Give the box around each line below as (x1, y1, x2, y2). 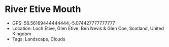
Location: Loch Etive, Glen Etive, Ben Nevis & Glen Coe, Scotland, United (12, 25, 164, 31)
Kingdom (12, 30, 31, 36)
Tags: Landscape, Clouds (12, 36, 65, 42)
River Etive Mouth (5, 3, 81, 15)
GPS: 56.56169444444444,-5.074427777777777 (12, 20, 115, 26)
